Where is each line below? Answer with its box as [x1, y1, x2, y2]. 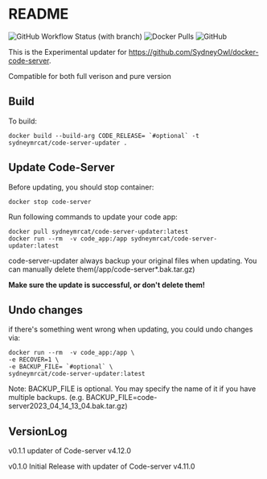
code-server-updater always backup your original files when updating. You [8, 256, 257, 265]
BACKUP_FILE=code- [85, 393, 158, 402]
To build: [8, 116, 38, 126]
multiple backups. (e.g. [8, 393, 84, 402]
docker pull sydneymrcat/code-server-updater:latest [8, 227, 189, 235]
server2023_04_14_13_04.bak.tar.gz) [8, 401, 128, 411]
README [8, 5, 69, 23]
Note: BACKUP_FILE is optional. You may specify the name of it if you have [8, 384, 257, 394]
